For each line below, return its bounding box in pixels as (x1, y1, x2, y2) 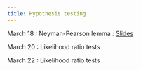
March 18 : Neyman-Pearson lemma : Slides (7, 29, 134, 37)
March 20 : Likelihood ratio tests (7, 42, 100, 51)
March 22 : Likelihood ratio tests (7, 56, 100, 64)
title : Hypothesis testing (7, 10, 86, 17)
